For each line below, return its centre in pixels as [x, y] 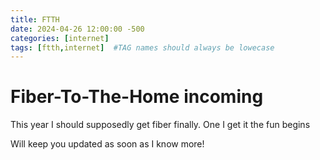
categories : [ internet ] [60, 38]
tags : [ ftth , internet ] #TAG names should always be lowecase [142, 47]
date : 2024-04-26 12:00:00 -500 [77, 29]
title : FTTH [35, 19]
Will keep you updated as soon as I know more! [107, 144]
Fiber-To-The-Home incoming [137, 97]
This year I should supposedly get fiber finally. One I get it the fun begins [160, 125]
